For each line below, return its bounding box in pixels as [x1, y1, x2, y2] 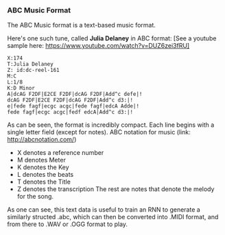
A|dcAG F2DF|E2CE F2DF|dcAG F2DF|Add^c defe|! [7, 91, 143, 98]
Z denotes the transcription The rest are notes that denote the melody [16, 185, 215, 193]
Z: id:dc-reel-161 [7, 67, 60, 74]
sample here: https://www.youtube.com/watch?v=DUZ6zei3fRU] [7, 42, 190, 50]
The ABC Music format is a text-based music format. [7, 21, 156, 29]
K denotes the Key [16, 163, 70, 171]
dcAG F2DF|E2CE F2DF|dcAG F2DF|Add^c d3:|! [7, 97, 134, 104]
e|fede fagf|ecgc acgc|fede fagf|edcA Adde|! [7, 103, 139, 110]
